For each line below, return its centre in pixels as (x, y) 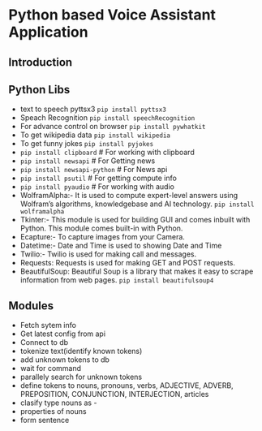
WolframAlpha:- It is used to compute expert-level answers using (129, 196)
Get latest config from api (63, 334)
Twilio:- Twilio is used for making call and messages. (108, 254)
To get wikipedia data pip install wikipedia (95, 135)
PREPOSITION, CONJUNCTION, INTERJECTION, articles (114, 394)
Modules (31, 306)
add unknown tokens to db (64, 360)
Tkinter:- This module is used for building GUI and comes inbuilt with (135, 220)
